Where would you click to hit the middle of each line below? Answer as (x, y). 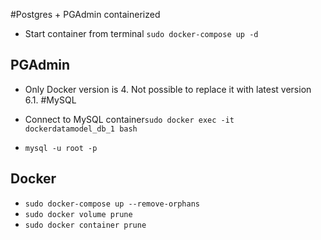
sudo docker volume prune (78, 214)
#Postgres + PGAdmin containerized (85, 14)
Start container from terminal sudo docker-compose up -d (141, 33)
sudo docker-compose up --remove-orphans (112, 204)
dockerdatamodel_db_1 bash (81, 129)
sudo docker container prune (85, 225)
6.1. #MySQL (50, 100)
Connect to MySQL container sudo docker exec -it (129, 119)
